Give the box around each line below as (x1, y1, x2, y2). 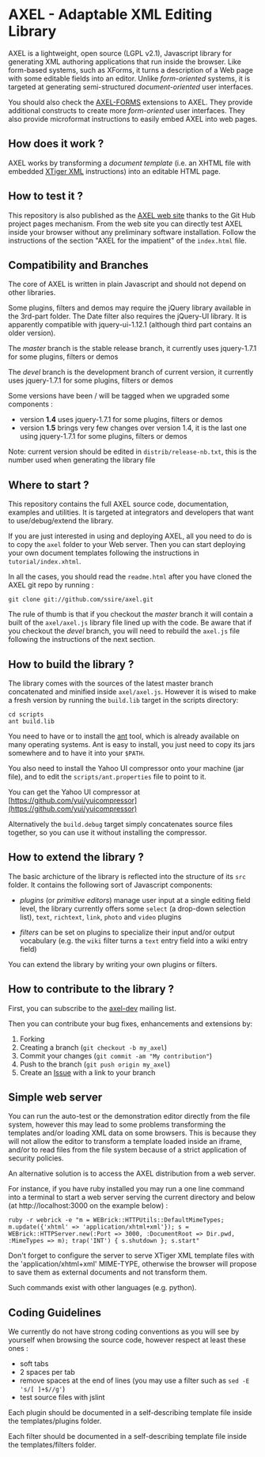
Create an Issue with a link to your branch (19, 1067, 156, 1077)
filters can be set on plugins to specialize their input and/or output (19, 927, 235, 937)
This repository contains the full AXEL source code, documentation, (8, 500, 229, 509)
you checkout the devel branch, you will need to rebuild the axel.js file (8, 626, 240, 636)
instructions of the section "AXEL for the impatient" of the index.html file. (8, 236, 247, 245)
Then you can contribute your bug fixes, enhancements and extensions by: (8, 1018, 253, 1029)
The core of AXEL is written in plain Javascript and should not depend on (8, 279, 247, 289)
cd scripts (8, 711, 44, 719)
